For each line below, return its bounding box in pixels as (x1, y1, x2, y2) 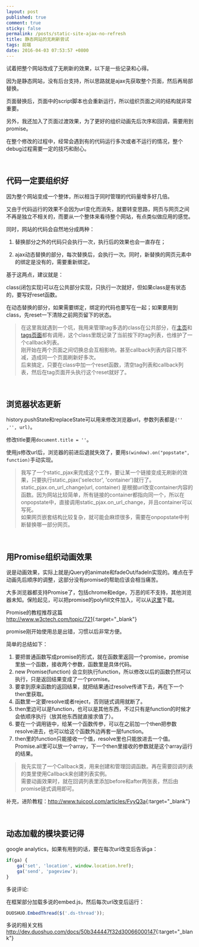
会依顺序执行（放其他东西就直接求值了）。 (14, 713, 117, 720)
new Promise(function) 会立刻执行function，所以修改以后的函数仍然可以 (14, 668, 191, 675)
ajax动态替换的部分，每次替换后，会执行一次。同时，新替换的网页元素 (14, 251, 187, 258)
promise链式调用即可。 (20, 785, 78, 793)
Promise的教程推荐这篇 (6, 609, 63, 616)
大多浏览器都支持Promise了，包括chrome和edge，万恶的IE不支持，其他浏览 (6, 589, 192, 596)
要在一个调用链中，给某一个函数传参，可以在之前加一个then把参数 (14, 721, 177, 728)
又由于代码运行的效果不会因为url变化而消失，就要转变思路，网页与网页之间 (6, 205, 190, 212)
